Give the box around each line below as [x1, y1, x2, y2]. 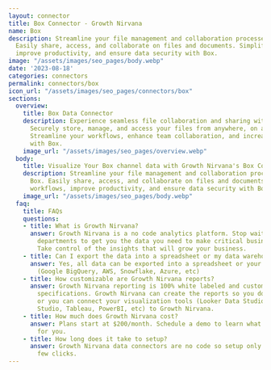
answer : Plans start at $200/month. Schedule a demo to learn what [29, 320, 262, 328]
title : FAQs [23, 207, 63, 215]
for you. [37, 327, 67, 335]
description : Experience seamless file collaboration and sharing [23, 117, 251, 125]
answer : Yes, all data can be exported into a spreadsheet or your [29, 259, 262, 267]
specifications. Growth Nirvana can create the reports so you [37, 290, 254, 298]
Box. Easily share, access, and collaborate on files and [29, 177, 229, 186]
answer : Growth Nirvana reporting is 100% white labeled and [29, 282, 240, 291]
